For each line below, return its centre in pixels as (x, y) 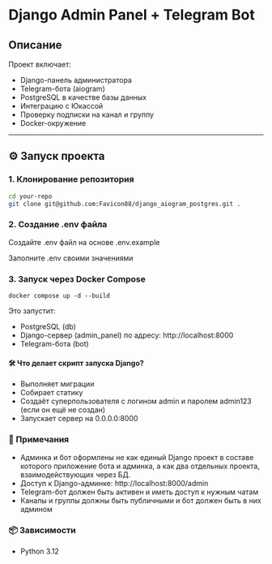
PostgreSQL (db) (48, 327)
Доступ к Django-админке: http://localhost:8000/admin (114, 483)
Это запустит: (32, 311)
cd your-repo (30, 196)
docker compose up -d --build (59, 296)
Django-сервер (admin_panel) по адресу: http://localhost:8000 (127, 335)
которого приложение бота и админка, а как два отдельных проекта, (140, 466)
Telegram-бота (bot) (54, 344)
